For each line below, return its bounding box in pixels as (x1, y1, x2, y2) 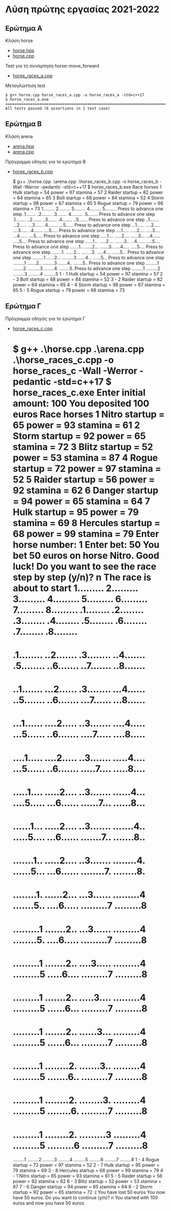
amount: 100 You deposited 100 (12, 397, 150, 409)
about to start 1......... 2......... (12, 582, 138, 594)
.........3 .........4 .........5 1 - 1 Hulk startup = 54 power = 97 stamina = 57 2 (12, 271, 163, 277)
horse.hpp (12, 48, 35, 53)
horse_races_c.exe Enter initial (12, 387, 146, 398)
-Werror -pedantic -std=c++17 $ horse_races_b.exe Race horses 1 (22, 184, 162, 190)
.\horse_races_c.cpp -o (12, 354, 114, 366)
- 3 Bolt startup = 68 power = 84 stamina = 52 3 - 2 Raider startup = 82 (12, 276, 163, 282)
